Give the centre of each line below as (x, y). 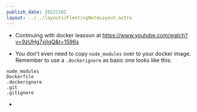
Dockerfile (20, 77)
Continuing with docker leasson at (58, 35)
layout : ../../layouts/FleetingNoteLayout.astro (69, 18)
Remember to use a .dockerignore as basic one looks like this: (93, 60)
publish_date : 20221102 (37, 12)
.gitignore (20, 92)
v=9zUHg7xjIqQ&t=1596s (47, 42)
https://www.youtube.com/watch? (145, 35)
